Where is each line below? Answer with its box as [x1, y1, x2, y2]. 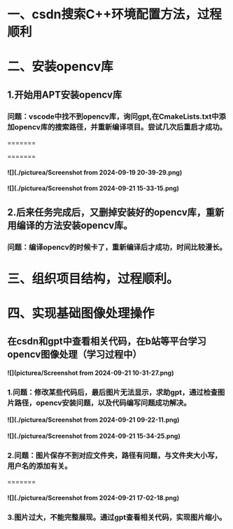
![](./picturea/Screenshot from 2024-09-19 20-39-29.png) [7, 168, 183, 176]
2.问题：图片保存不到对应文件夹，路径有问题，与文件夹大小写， [7, 450, 223, 460]
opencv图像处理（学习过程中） [7, 349, 142, 361]
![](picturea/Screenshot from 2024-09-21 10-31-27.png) [7, 368, 174, 377]
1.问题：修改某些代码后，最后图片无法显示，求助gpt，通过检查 [7, 387, 218, 397]
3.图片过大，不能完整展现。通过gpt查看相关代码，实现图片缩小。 [7, 512, 227, 522]
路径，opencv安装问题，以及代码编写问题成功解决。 [14, 398, 191, 408]
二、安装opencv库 [7, 59, 113, 74]
